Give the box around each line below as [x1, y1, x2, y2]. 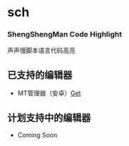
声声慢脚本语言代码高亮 [7, 47, 75, 55]
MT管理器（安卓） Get [17, 89, 81, 97]
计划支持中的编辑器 [7, 111, 91, 123]
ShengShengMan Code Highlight [7, 30, 122, 39]
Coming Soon [17, 131, 58, 140]
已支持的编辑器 [7, 68, 73, 81]
